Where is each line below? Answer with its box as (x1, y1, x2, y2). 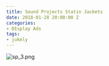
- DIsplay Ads (6, 25, 42, 32)
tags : (6, 31, 20, 37)
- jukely (6, 37, 28, 43)
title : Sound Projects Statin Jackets (6, 8, 103, 15)
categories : (6, 20, 36, 26)
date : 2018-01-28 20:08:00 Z (6, 14, 79, 20)
